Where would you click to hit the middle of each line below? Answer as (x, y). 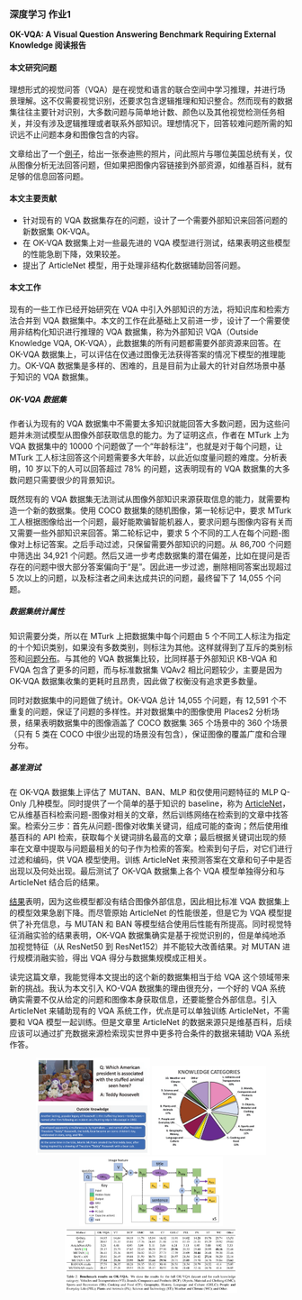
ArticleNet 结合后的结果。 (57, 882)
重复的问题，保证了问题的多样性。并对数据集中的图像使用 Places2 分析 (141, 711)
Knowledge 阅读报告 (48, 45)
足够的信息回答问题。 (49, 176)
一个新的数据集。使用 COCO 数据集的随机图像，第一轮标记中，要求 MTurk (154, 510)
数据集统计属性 (37, 611)
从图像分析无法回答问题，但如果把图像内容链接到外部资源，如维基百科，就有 (151, 165)
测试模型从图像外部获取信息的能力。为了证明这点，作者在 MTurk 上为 (161, 435)
